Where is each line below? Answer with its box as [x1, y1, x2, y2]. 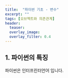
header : [5, 20, 21, 26]
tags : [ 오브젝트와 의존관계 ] [5, 16, 55, 21]
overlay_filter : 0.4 [9, 35, 51, 39]
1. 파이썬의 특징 [5, 54, 49, 62]
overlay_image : [9, 30, 40, 35]
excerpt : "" [5, 12, 29, 17]
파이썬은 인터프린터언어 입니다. [5, 67, 64, 73]
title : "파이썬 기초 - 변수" [5, 7, 59, 12]
